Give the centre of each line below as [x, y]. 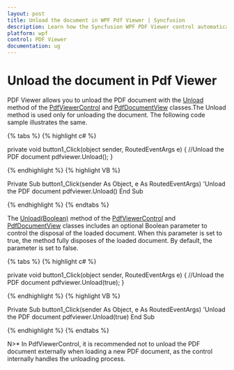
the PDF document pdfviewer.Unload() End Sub [76, 191]
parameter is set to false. [43, 248]
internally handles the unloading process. [67, 358]
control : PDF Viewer [37, 40]
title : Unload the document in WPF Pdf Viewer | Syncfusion [96, 20]
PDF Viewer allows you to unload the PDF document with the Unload [106, 100]
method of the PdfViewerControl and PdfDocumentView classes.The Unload [117, 107]
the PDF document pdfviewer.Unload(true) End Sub [81, 317]
